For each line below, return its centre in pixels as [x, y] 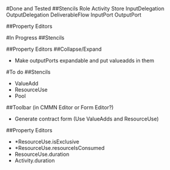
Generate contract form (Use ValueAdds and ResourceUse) [87, 119]
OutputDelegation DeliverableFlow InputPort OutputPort [74, 15]
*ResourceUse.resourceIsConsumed [60, 148]
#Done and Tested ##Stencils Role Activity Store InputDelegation [85, 9]
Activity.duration [35, 161]
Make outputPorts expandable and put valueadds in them [84, 61]
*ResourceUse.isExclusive [47, 142]
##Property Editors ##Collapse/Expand [54, 49]
